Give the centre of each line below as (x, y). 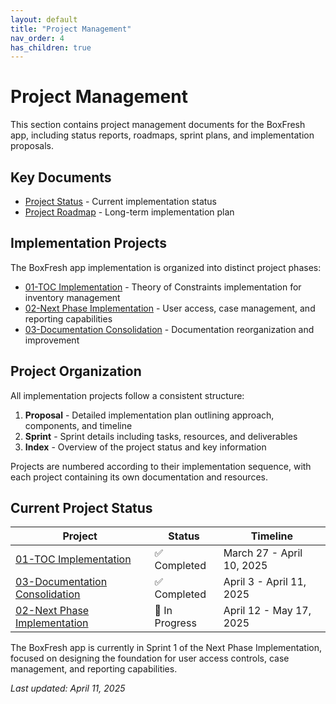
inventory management (72, 297)
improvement (52, 340)
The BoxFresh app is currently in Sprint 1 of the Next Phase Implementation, (166, 648)
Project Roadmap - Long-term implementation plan (129, 212)
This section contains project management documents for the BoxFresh (158, 125)
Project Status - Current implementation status (120, 201)
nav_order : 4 (37, 38)
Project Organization (76, 371)
